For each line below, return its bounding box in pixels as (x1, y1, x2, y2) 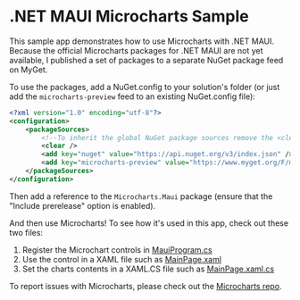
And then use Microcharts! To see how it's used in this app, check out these (9, 217, 288, 229)
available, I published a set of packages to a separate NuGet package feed (9, 54, 284, 65)
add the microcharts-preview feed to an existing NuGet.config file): (9, 91, 256, 102)
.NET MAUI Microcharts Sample (9, 6, 250, 27)
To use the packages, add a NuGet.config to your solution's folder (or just (9, 81, 280, 92)
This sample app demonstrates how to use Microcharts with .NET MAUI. (9, 36, 275, 46)
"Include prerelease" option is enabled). (9, 200, 156, 211)
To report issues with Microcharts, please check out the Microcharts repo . (9, 280, 282, 291)
